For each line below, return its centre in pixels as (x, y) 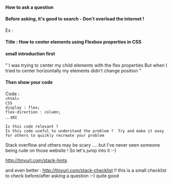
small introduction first (30, 53)
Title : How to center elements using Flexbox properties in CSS (73, 42)
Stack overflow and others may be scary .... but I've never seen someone (83, 145)
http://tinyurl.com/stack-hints (36, 160)
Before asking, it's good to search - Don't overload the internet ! (75, 19)
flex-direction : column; (33, 112)
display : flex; (23, 108)
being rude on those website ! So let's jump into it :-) (61, 150)
